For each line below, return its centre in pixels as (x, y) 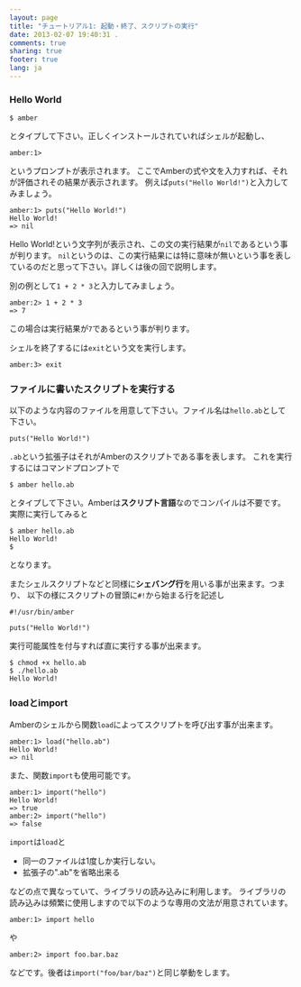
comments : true (38, 43)
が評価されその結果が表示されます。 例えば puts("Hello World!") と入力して (149, 182)
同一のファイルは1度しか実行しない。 (91, 861)
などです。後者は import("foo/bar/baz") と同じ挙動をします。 (122, 972)
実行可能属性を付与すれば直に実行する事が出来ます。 (108, 646)
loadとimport (39, 703)
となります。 (33, 565)
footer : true (34, 59)
